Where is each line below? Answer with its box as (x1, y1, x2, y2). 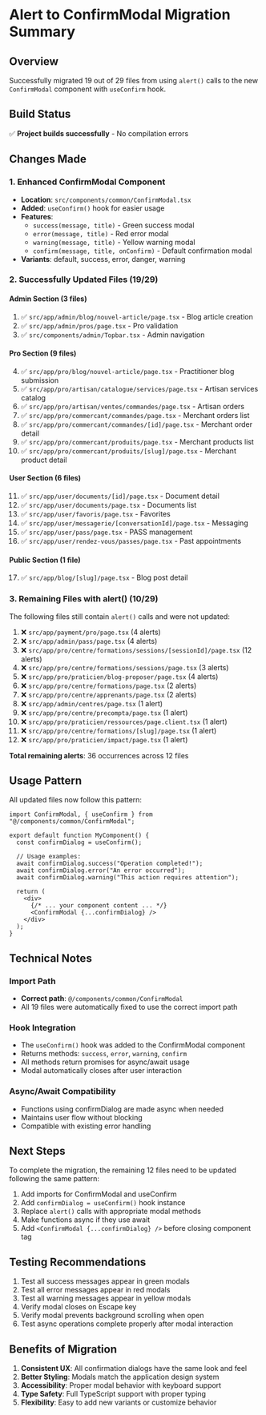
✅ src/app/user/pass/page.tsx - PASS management (20, 527, 193, 537)
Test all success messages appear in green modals (20, 1276, 191, 1286)
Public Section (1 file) (9, 555, 81, 565)
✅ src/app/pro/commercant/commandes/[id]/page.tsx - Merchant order (20, 419, 253, 429)
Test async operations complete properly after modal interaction (20, 1319, 234, 1329)
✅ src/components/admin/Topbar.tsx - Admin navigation (20, 330, 205, 340)
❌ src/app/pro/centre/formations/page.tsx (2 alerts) (20, 681, 197, 690)
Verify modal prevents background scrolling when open (20, 1311, 204, 1321)
